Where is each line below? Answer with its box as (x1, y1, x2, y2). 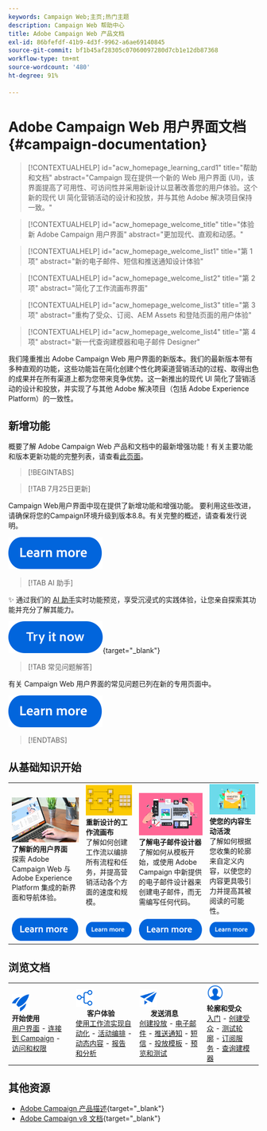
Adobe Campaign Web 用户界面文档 (8, 118, 246, 135)
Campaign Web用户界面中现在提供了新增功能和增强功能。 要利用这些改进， (8, 501, 256, 511)
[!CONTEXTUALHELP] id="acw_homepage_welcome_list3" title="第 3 (27, 299, 256, 310)
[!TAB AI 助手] (27, 578, 73, 588)
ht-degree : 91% (8, 72, 59, 80)
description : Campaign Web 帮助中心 (8, 21, 125, 29)
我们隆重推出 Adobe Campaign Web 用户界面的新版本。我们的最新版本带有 (8, 354, 253, 363)
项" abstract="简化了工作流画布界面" (27, 283, 149, 292)
